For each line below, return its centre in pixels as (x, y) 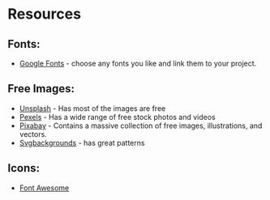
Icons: (24, 168)
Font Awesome (44, 188)
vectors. (33, 134)
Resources (45, 14)
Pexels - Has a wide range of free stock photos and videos (117, 117)
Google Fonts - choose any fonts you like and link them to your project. (138, 63)
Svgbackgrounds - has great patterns (82, 143)
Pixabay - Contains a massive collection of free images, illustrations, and (141, 126)
